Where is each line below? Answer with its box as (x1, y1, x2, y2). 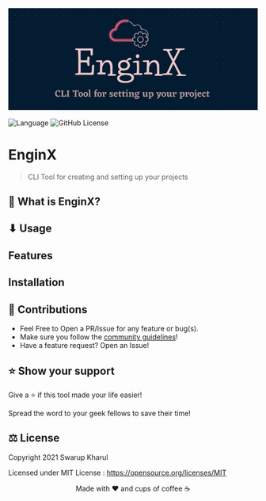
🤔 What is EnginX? (8, 194, 101, 208)
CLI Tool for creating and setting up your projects (27, 172, 188, 182)
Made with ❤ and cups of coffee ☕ (75, 484, 191, 493)
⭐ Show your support (8, 365, 115, 378)
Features (8, 249, 53, 262)
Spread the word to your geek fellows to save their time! (8, 408, 192, 418)
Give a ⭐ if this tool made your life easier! (8, 390, 142, 400)
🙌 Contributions (8, 303, 88, 316)
